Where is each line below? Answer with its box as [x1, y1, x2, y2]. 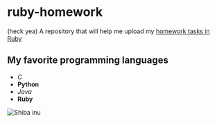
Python [17, 80, 40, 88]
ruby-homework [7, 4, 103, 20]
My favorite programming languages [7, 55, 168, 66]
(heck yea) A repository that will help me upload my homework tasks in [7, 27, 210, 35]
